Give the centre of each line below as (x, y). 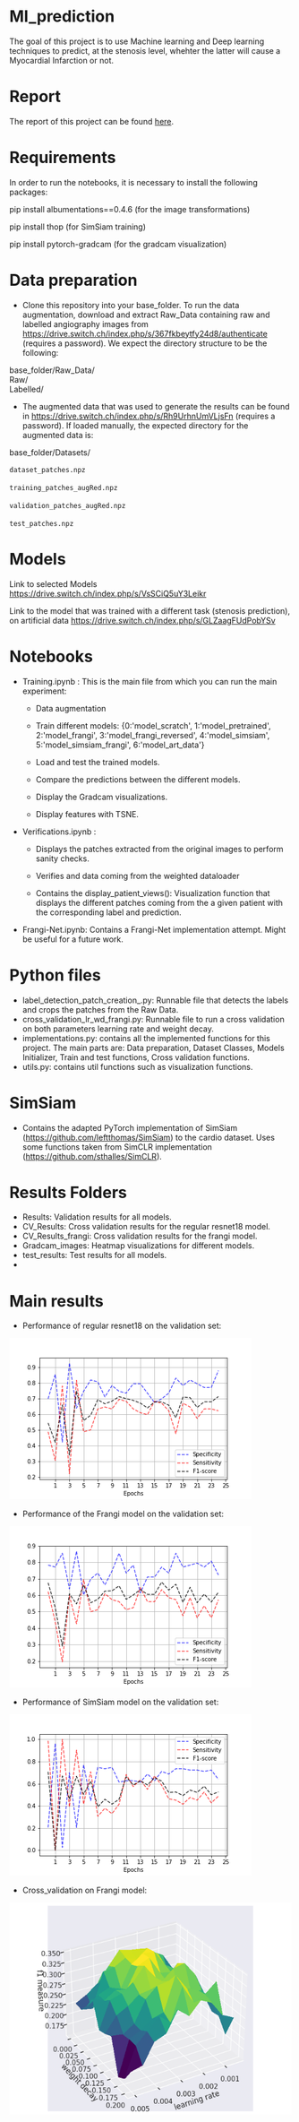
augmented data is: (58, 435)
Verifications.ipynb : (59, 832)
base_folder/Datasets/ (50, 452)
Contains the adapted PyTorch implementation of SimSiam (130, 1127)
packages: (29, 192)
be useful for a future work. (73, 939)
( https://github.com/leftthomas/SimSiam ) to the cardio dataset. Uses (149, 1137)
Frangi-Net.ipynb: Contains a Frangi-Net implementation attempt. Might (154, 929)
